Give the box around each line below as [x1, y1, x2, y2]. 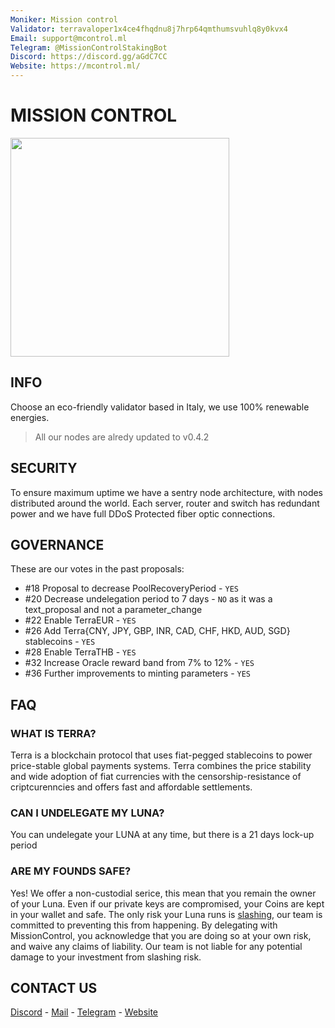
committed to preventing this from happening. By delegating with [10, 919, 278, 931]
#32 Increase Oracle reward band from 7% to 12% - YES [24, 657, 255, 669]
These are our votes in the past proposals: [10, 563, 185, 575]
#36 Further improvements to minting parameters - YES [24, 667, 251, 680]
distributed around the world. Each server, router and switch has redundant [10, 497, 320, 509]
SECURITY [10, 460, 78, 477]
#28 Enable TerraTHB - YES [24, 646, 137, 658]
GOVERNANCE [10, 536, 105, 553]
